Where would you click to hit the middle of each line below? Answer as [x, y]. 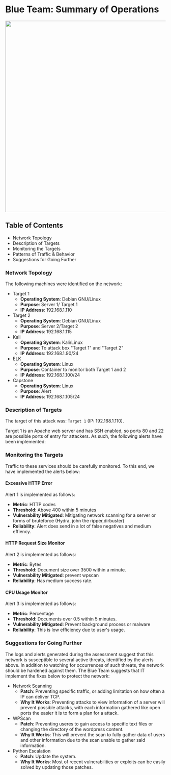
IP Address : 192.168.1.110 [46, 310]
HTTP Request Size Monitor [35, 543]
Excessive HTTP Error [29, 483]
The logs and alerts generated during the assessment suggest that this [79, 654]
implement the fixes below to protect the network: [58, 676]
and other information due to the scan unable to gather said [83, 740]
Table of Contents [34, 226]
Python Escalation [32, 751]
